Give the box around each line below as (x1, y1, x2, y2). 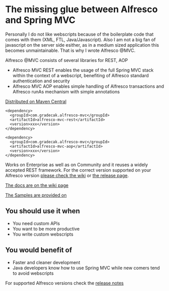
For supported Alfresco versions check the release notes (5, 280, 124, 286)
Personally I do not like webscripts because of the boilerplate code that (5, 31, 154, 37)
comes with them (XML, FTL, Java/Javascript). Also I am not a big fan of (5, 37, 156, 43)
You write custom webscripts (12, 231, 73, 237)
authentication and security (12, 78, 70, 84)
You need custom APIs (12, 220, 60, 227)
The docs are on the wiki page (5, 182, 69, 188)
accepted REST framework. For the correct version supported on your (5, 167, 151, 173)
